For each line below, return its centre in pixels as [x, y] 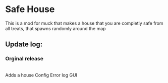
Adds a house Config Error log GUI [41, 75]
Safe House [30, 9]
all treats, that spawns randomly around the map [55, 28]
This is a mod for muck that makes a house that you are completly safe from [84, 23]
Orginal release [24, 59]
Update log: [24, 45]
